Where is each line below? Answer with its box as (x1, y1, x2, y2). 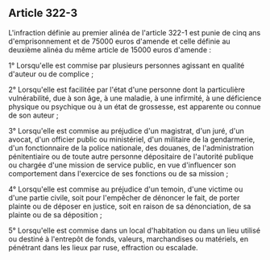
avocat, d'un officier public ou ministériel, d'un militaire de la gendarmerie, (8, 134, 255, 144)
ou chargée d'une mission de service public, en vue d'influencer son (8, 160, 236, 170)
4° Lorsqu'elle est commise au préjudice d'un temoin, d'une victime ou (8, 184, 243, 194)
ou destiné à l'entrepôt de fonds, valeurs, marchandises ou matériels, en (8, 233, 249, 244)
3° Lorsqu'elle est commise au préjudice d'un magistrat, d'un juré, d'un (8, 126, 244, 135)
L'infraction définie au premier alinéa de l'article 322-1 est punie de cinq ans (8, 27, 261, 37)
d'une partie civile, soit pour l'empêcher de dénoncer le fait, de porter (8, 192, 240, 202)
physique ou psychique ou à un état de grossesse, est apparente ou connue (8, 101, 261, 111)
